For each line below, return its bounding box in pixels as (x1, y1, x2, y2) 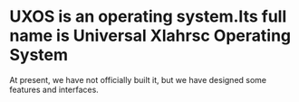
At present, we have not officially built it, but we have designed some (9, 74, 267, 85)
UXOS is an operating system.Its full (9, 6, 287, 27)
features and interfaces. (9, 84, 100, 95)
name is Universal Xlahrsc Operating (9, 25, 292, 46)
